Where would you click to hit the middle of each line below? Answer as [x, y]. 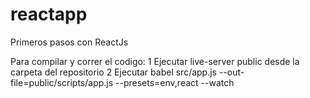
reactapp [49, 14]
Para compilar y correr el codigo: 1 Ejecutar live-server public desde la [155, 61]
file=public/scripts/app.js [62, 82]
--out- [231, 72]
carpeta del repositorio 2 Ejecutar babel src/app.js [114, 72]
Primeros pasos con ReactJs [69, 42]
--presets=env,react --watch [175, 82]
